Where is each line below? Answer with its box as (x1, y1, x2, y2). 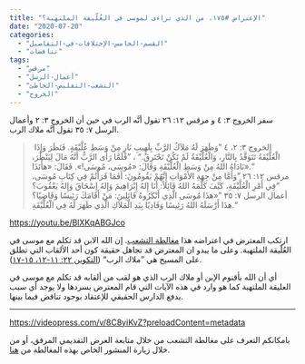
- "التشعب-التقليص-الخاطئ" (17, 81, 120, 90)
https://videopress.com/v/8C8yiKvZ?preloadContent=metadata (9, 317, 246, 328)
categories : (9, 30, 54, 39)
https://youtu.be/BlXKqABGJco (9, 217, 125, 228)
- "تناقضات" (17, 47, 64, 56)
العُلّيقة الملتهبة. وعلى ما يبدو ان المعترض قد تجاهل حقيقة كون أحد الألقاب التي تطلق (9, 244, 292, 255)
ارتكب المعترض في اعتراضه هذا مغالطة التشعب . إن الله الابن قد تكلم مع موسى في (9, 234, 289, 245)
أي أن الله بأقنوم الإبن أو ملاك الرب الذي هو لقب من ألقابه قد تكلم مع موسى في (9, 271, 278, 282)
